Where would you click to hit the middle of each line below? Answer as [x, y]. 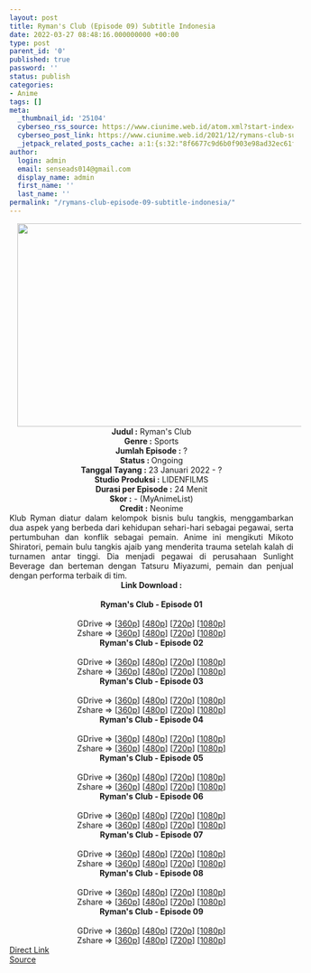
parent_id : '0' [38, 51]
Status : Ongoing [151, 460]
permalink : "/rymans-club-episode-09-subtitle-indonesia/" [123, 203]
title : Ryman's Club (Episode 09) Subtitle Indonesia [113, 26]
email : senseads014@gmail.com [74, 169]
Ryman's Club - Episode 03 [151, 681]
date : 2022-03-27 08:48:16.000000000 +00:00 [94, 34]
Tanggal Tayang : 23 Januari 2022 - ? [151, 470]
